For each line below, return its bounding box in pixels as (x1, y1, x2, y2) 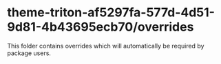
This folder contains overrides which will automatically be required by (7, 42, 204, 50)
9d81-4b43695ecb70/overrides (7, 19, 194, 35)
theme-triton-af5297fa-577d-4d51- (7, 5, 215, 20)
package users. (7, 49, 52, 57)
